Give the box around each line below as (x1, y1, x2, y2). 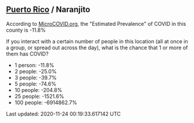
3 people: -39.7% (14, 74, 57, 81)
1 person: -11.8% (14, 61, 54, 69)
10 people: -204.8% (14, 86, 63, 93)
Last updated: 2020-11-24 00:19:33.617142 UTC (6, 110, 121, 117)
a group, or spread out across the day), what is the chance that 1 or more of (6, 44, 188, 51)
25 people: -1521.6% (14, 93, 64, 100)
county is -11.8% (6, 26, 46, 33)
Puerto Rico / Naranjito (6, 5, 91, 15)
